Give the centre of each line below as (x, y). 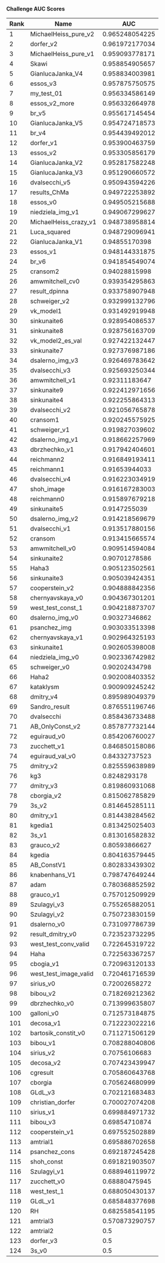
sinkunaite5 (47, 509)
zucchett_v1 (48, 746)
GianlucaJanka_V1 (56, 242)
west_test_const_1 (56, 608)
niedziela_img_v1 (55, 212)
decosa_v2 (45, 1063)
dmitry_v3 (44, 786)
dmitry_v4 (44, 697)
